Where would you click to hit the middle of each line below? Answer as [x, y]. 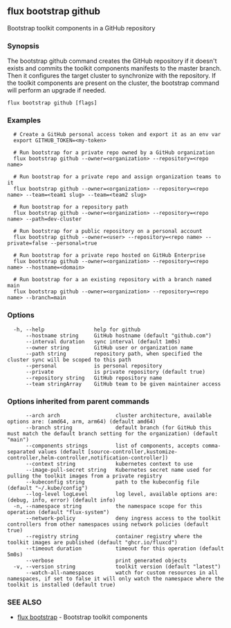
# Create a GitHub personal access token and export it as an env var [117, 135]
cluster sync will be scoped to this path [69, 360]
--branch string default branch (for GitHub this [119, 428]
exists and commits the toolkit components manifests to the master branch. [114, 68]
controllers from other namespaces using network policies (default [108, 524]
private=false [28, 244]
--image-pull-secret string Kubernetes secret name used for [119, 470]
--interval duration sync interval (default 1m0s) [103, 341]
